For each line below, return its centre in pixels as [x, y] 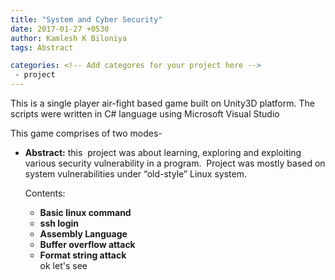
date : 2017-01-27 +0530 [60, 29]
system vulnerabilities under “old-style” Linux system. [135, 174]
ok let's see [63, 265]
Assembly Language [83, 234]
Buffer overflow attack [87, 244]
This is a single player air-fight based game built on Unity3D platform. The [162, 103]
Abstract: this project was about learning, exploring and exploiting [163, 152]
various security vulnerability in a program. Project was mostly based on [175, 163]
